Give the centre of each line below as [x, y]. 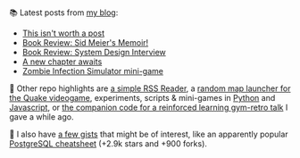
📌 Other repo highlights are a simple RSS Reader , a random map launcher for [150, 88]
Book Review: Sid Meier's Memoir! [85, 42]
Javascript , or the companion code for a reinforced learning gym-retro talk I [149, 107]
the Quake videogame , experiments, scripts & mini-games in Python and [142, 98]
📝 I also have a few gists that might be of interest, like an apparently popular [149, 134]
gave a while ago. [42, 117]
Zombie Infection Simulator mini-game [92, 71]
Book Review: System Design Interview [94, 52]
